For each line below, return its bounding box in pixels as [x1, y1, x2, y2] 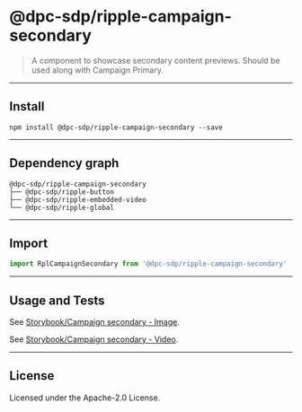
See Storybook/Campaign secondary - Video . [9, 334, 179, 345]
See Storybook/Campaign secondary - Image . [9, 317, 180, 328]
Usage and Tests [9, 293, 105, 308]
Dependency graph [9, 155, 120, 171]
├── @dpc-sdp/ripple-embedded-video [9, 195, 147, 204]
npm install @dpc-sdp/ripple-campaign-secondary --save [9, 123, 223, 132]
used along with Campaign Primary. [31, 65, 164, 75]
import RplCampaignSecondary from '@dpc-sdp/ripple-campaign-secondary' [9, 259, 288, 268]
